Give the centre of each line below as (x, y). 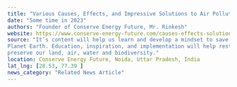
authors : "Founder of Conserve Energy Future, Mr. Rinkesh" (98, 27)
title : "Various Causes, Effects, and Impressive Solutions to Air (109, 14)
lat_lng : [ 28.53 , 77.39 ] (45, 66)
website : (20, 33)
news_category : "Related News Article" (66, 72)
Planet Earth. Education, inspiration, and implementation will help (112, 46)
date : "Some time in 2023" (47, 20)
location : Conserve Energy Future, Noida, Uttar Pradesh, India (104, 60)
